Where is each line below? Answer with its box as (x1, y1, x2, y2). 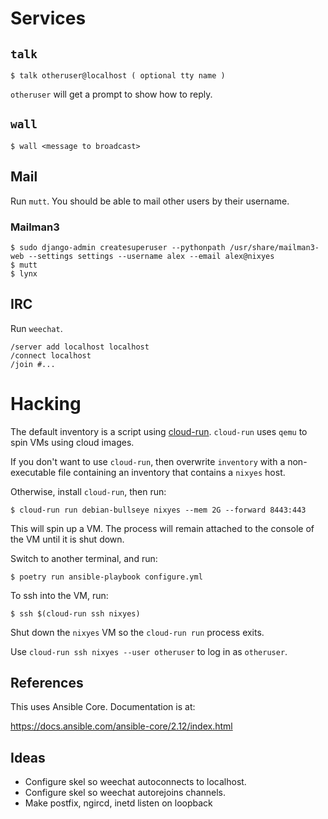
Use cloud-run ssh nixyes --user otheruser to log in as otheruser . (10, 645, 288, 657)
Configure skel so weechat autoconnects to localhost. (24, 776, 247, 788)
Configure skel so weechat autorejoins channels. (24, 787, 227, 799)
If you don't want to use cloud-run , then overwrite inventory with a (10, 455, 286, 467)
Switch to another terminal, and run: (10, 552, 158, 564)
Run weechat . (10, 322, 63, 334)
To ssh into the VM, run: (10, 589, 109, 601)
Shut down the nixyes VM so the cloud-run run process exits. (10, 626, 265, 638)
